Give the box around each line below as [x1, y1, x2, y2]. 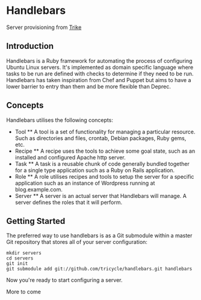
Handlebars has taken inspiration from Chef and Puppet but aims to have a [6, 76, 191, 83]
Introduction [6, 41, 54, 51]
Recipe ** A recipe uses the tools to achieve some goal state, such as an [14, 147, 196, 155]
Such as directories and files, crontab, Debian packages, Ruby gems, [14, 134, 187, 142]
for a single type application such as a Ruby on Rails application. [14, 167, 175, 174]
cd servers [6, 255, 34, 261]
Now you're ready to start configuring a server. [6, 276, 123, 284]
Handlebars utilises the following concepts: [6, 116, 113, 124]
